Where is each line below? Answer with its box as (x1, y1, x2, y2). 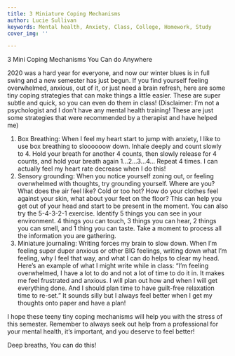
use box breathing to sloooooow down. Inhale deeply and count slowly (17, 142, 222, 151)
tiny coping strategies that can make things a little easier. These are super (7, 91, 221, 100)
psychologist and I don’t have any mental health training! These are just (7, 106, 214, 114)
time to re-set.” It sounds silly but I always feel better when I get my (17, 291, 213, 300)
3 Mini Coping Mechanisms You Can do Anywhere (7, 55, 153, 64)
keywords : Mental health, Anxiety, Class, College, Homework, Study (7, 23, 212, 30)
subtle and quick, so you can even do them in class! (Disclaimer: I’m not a (7, 99, 220, 107)
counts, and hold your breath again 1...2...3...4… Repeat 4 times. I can (17, 157, 218, 166)
